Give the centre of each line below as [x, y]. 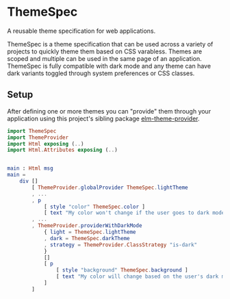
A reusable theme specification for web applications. [81, 31]
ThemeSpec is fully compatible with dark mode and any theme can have [109, 66]
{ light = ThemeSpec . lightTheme [90, 232]
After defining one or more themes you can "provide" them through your [109, 111]
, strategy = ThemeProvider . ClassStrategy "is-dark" [120, 245]
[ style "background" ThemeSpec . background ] [122, 270]
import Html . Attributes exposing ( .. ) [62, 150]
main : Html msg [30, 168]
